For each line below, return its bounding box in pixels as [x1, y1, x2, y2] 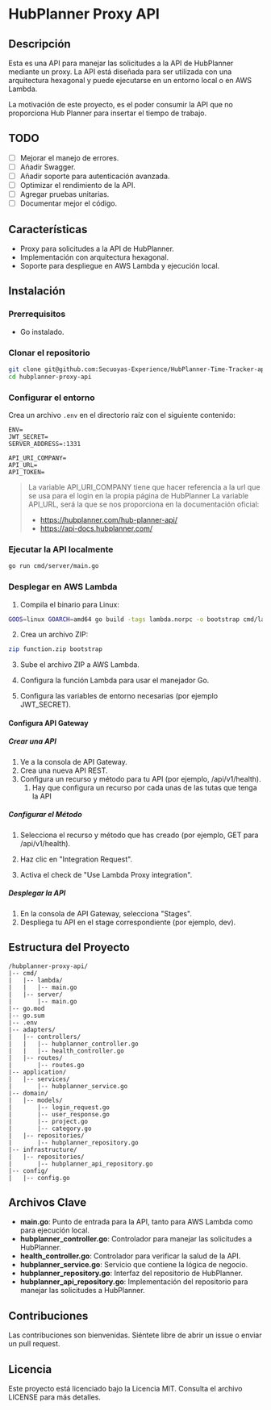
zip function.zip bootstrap [8, 645, 103, 653]
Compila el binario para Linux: [19, 599, 119, 609]
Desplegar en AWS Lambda [8, 582, 118, 593]
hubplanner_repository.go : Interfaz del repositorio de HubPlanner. [19, 1268, 244, 1279]
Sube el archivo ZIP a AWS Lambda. [19, 660, 140, 670]
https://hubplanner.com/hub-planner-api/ [40, 515, 178, 525]
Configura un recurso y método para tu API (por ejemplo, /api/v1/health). [19, 774, 261, 783]
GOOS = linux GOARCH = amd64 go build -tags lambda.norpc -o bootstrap [8, 615, 240, 624]
